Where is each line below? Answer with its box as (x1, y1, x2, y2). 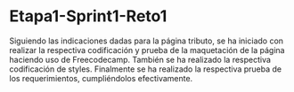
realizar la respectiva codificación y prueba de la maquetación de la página (9, 44, 285, 55)
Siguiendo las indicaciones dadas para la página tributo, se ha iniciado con (9, 35, 283, 46)
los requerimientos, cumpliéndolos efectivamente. (9, 73, 193, 83)
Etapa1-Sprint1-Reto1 (9, 6, 167, 27)
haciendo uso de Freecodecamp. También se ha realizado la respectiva (9, 54, 272, 65)
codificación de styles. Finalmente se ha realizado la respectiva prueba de (9, 64, 282, 74)
